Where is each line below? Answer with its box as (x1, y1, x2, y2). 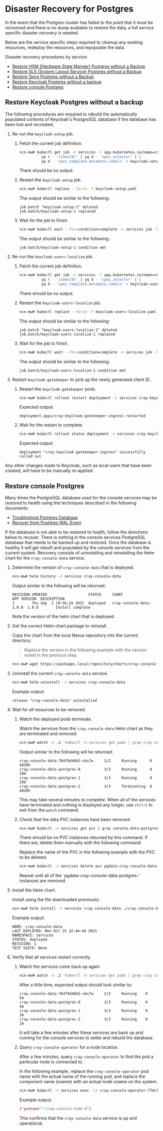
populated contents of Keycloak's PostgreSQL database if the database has (5, 116, 156, 122)
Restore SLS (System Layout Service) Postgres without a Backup (12, 68, 142, 74)
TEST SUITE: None (12, 946, 48, 951)
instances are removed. (19, 878, 66, 884)
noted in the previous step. (24, 652, 78, 658)
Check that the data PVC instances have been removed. (19, 816, 131, 822)
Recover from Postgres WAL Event (12, 520, 81, 526)
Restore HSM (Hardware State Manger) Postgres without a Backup (12, 63, 146, 69)
